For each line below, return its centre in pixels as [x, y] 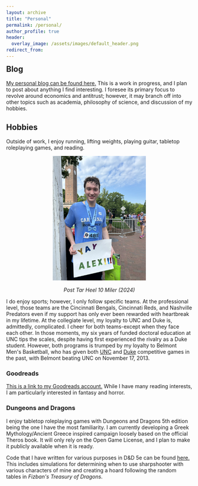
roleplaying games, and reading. [45, 148]
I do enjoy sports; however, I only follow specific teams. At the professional [98, 302]
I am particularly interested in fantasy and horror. [66, 393]
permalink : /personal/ [34, 25]
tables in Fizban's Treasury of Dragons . [54, 477]
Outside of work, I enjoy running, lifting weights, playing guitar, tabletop [93, 142]
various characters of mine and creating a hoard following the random [91, 470]
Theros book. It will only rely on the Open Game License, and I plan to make [98, 440]
